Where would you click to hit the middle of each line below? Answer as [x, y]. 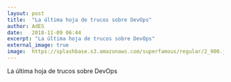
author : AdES [26, 26]
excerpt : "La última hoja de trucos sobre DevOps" [81, 39]
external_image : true [38, 45]
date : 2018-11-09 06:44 [44, 32]
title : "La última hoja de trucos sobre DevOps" [80, 20]
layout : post [26, 13]
